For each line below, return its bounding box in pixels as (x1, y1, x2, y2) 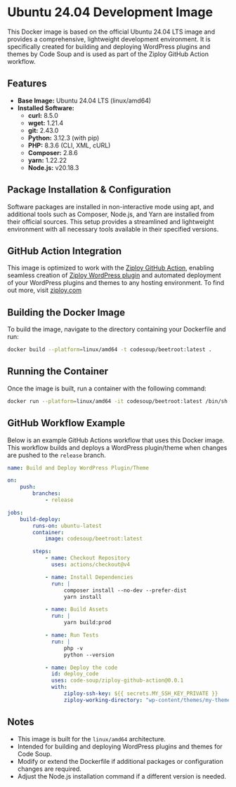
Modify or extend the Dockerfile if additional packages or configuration (17, 757, 223, 765)
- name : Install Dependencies (44, 574, 133, 581)
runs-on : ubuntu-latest (32, 522, 102, 529)
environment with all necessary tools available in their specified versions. (7, 225, 219, 233)
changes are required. (17, 765, 82, 773)
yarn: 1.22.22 (27, 156, 67, 164)
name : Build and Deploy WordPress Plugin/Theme (7, 464, 150, 471)
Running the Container (7, 366, 109, 378)
